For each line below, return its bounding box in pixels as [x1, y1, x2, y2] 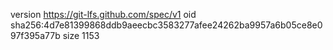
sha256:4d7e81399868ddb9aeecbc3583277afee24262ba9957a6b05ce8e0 [10, 19, 323, 31]
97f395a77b [10, 30, 61, 41]
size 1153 [62, 30, 100, 41]
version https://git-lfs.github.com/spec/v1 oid [10, 9, 197, 20]
